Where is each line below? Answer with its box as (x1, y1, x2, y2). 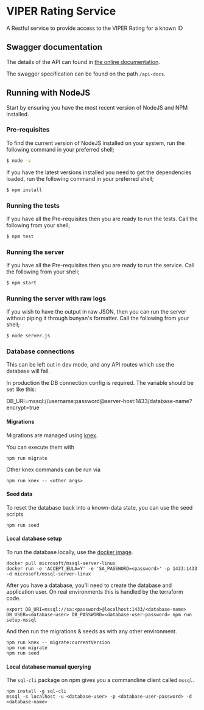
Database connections (6, 347, 75, 356)
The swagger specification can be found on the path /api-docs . (6, 70, 166, 77)
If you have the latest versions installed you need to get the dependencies (6, 169, 192, 176)
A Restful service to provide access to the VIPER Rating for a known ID (6, 24, 183, 32)
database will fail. (6, 367, 51, 375)
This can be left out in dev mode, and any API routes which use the (6, 361, 175, 368)
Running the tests (6, 201, 60, 209)
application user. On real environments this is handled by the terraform (6, 588, 184, 596)
